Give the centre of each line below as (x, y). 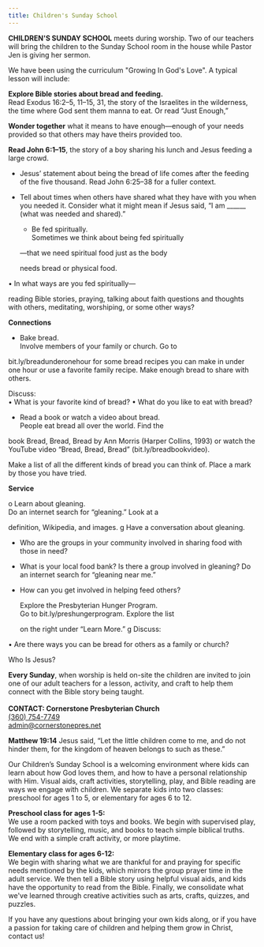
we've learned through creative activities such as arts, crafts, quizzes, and (129, 895)
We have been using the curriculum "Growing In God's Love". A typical (123, 70)
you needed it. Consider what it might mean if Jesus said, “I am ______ (133, 205)
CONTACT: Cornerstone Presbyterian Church (84, 708)
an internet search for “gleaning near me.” (87, 574)
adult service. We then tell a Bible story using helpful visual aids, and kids (127, 878)
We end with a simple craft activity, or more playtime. (95, 838)
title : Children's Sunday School (63, 15)
